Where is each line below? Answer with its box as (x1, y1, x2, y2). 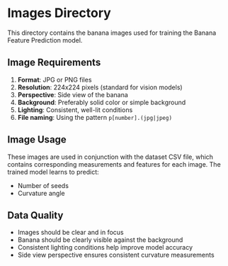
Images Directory (7, 5, 111, 21)
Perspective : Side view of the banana (17, 90, 129, 99)
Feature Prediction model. (7, 35, 83, 44)
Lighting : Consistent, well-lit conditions (17, 105, 133, 114)
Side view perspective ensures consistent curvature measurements (17, 250, 215, 260)
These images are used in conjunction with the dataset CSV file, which (7, 153, 214, 161)
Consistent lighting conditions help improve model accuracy (17, 243, 193, 252)
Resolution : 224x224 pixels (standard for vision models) (17, 83, 183, 92)
